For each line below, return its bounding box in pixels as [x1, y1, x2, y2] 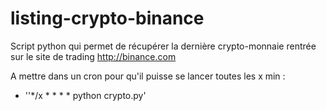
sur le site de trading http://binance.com [10, 50, 177, 62]
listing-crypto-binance [10, 7, 205, 30]
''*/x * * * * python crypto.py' [24, 89, 147, 101]
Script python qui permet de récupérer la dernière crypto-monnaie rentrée [10, 40, 317, 52]
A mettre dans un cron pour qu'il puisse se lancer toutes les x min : [10, 70, 286, 82]
